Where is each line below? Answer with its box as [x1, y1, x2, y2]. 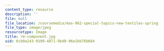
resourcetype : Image [5, 30, 47, 34]
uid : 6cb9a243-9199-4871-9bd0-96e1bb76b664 [5, 39, 95, 44]
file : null [5, 16, 27, 21]
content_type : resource [5, 7, 54, 12]
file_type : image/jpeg [5, 25, 51, 30]
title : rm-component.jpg [5, 34, 56, 39]
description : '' [5, 12, 38, 17]
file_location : [5, 20, 36, 26]
